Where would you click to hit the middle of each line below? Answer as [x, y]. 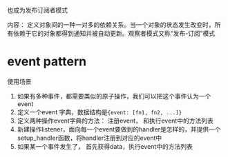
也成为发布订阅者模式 [37, 10]
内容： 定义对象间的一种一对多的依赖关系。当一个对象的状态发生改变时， [111, 25]
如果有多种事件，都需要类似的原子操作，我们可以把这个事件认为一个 [114, 96]
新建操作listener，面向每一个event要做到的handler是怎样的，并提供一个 [119, 129]
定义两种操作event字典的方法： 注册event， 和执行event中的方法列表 [115, 121]
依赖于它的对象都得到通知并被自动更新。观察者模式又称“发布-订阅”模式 [114, 33]
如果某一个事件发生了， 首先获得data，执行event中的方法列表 [105, 146]
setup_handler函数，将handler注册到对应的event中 [89, 138]
